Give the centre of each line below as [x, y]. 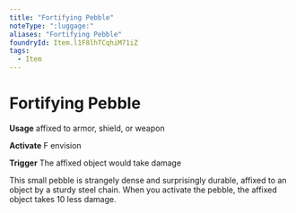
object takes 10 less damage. [63, 199]
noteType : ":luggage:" [52, 26]
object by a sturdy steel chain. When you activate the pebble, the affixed [144, 190]
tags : [19, 51]
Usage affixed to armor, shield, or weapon [87, 128]
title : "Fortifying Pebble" [62, 17]
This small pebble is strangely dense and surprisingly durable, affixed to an [148, 180]
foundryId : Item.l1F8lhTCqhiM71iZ [74, 43]
